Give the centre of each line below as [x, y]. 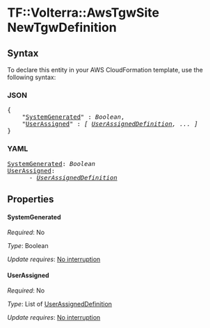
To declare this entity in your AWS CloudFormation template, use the [105, 70]
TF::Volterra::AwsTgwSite [83, 13]
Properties [31, 199]
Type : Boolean [28, 246]
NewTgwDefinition [62, 27]
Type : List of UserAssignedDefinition [60, 304]
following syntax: [32, 77]
